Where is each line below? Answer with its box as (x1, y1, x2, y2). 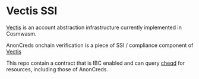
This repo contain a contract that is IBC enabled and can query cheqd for (6, 59, 185, 67)
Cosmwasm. (6, 30, 37, 37)
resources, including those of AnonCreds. (6, 65, 109, 72)
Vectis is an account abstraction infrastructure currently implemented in (6, 24, 182, 31)
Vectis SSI (6, 4, 58, 18)
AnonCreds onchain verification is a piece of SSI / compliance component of (6, 42, 194, 49)
